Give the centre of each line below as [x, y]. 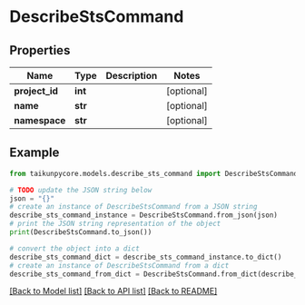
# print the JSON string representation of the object [115, 224]
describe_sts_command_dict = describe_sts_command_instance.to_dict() [146, 257]
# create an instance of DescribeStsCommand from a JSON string [133, 207]
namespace [40, 120]
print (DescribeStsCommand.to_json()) [81, 232]
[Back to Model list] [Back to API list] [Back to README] [113, 291]
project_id [36, 91]
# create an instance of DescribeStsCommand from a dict [119, 265]
